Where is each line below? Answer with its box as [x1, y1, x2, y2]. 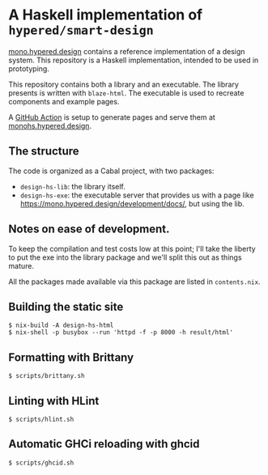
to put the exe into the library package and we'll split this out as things [8, 252, 242, 262]
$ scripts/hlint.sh [8, 415, 74, 423]
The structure [8, 144, 79, 159]
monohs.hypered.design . [8, 121, 91, 130]
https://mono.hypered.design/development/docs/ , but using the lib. [19, 198, 245, 208]
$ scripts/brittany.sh [8, 372, 85, 380]
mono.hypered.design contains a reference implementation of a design [8, 46, 245, 56]
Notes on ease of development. [8, 223, 170, 236]
